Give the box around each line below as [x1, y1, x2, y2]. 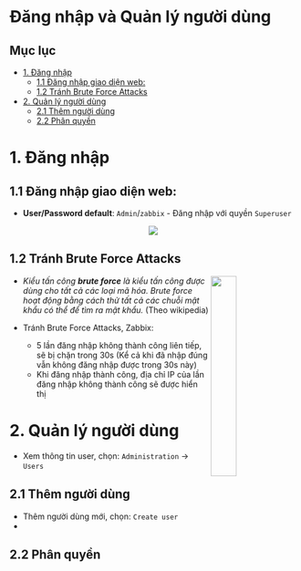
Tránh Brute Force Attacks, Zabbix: [22, 322, 154, 333]
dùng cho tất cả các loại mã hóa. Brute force [22, 285, 193, 296]
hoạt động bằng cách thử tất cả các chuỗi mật [22, 295, 200, 306]
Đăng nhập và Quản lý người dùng [9, 6, 272, 27]
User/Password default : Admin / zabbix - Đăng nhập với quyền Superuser [22, 208, 292, 218]
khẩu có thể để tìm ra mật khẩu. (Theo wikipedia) [22, 304, 209, 316]
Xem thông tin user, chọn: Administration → [22, 450, 190, 462]
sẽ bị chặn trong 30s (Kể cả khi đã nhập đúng [36, 349, 208, 360]
